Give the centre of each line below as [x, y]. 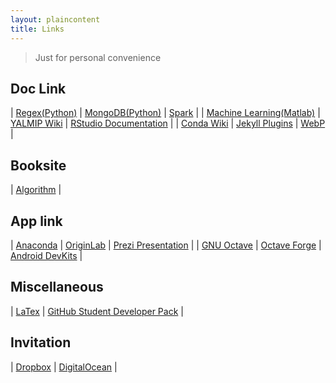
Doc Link [38, 88]
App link [36, 221]
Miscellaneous [57, 287]
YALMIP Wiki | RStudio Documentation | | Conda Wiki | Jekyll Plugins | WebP [168, 123]
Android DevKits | [46, 255]
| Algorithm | [36, 190]
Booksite [38, 165]
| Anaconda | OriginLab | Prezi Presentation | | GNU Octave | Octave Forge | [166, 245]
